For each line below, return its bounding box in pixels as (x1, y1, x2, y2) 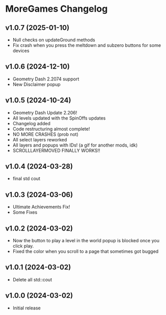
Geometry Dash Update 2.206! (12, 109, 77, 116)
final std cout (12, 176, 41, 182)
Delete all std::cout (12, 276, 52, 282)
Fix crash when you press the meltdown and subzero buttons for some (12, 42, 161, 48)
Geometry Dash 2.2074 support (12, 76, 79, 82)
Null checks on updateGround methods (12, 37, 95, 43)
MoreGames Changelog (5, 3, 108, 15)
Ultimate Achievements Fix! (12, 204, 70, 210)
